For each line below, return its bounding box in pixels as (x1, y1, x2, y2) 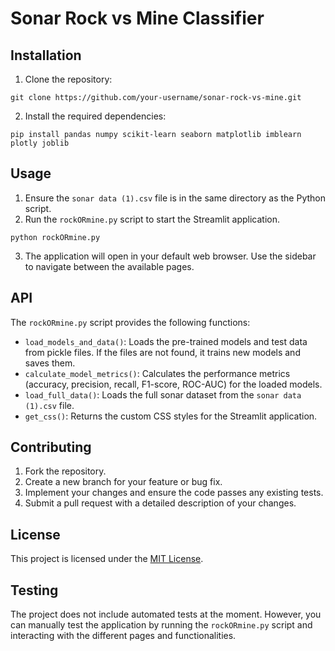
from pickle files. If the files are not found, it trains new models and (24, 346, 301, 358)
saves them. (24, 357, 76, 369)
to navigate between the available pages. (24, 260, 195, 272)
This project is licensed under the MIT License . (10, 553, 204, 565)
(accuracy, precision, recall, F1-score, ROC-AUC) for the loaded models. (24, 378, 323, 390)
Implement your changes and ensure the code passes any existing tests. (24, 487, 324, 499)
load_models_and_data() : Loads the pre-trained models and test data (24, 335, 308, 347)
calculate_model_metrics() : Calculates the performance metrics (24, 367, 291, 379)
